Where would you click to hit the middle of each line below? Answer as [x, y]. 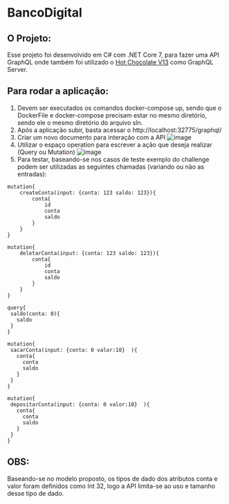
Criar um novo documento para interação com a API [91, 137]
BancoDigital [45, 13]
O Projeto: [29, 38]
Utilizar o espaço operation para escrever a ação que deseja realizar [114, 144]
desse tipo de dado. [36, 493]
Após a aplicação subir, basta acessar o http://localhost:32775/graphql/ [119, 130]
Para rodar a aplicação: [58, 91]
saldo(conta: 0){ [35, 314]
